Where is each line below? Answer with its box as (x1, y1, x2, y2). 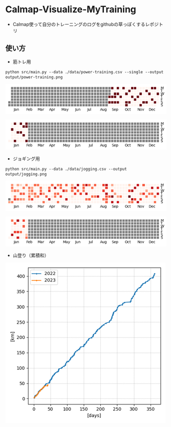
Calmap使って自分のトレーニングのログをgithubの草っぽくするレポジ (12, 21, 159, 27)
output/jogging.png (5, 172, 47, 177)
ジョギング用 (12, 155, 40, 162)
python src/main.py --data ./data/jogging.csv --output (5, 166, 127, 172)
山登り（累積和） (12, 252, 49, 259)
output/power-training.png (5, 74, 63, 80)
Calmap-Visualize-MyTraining (5, 4, 137, 15)
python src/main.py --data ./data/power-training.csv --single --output (5, 69, 164, 75)
